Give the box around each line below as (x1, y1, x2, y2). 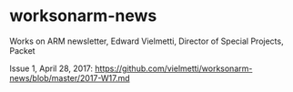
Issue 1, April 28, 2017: (9, 63, 94, 74)
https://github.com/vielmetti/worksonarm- (95, 63, 253, 74)
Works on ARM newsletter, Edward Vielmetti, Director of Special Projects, (9, 36, 284, 46)
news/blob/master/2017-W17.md (9, 72, 130, 83)
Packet (9, 45, 35, 56)
